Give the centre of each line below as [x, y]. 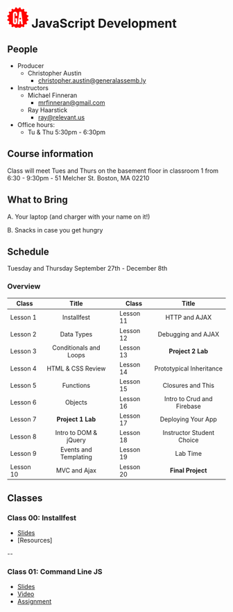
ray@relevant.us [61, 117]
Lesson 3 [23, 351]
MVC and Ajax [76, 470]
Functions [76, 385]
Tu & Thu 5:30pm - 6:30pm [67, 132]
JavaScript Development [104, 24]
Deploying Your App [188, 419]
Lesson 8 [23, 436]
